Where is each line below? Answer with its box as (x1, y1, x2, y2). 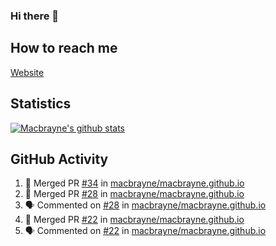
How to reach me (10, 40, 118, 57)
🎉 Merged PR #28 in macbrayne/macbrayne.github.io (24, 188, 245, 200)
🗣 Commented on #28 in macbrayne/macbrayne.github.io (24, 199, 267, 211)
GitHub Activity (10, 150, 109, 168)
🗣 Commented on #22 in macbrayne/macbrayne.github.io (24, 225, 267, 237)
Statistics (10, 95, 72, 113)
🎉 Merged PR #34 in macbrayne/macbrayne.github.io (24, 177, 245, 189)
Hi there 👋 (10, 9, 60, 23)
